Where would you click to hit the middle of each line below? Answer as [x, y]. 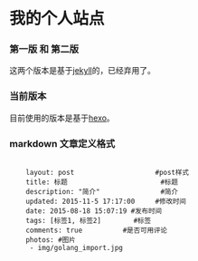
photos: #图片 [51, 240]
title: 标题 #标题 [102, 182]
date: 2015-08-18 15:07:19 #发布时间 [94, 211]
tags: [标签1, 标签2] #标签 [89, 221]
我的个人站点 [57, 19]
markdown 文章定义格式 [62, 143]
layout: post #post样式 [108, 173]
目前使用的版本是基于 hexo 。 [62, 118]
